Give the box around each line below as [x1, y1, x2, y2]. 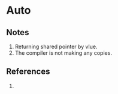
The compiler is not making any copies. [14, 49, 113, 57]
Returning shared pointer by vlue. [14, 43, 98, 50]
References [6, 67, 50, 77]
